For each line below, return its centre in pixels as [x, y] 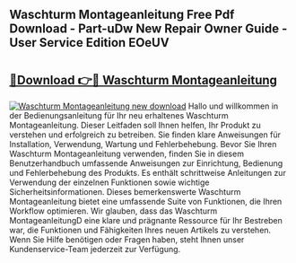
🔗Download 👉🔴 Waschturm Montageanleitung [144, 80]
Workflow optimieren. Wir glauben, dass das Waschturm [113, 211]
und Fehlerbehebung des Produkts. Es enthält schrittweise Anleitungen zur [148, 173]
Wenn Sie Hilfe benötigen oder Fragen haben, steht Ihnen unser [127, 240]
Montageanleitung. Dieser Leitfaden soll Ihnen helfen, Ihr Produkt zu [135, 125]
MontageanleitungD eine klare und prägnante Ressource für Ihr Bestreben [146, 220]
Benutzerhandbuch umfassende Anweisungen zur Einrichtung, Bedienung [146, 163]
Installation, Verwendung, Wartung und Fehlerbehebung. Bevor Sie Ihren [143, 144]
